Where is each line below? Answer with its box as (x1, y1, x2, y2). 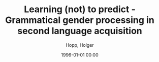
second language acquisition (17, 25, 143, 37)
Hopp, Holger (65, 42, 94, 48)
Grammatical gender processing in (5, 14, 154, 26)
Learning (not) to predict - (24, 4, 136, 15)
